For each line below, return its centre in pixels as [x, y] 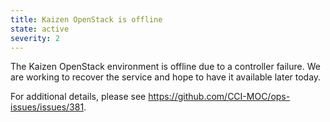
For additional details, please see [78, 97]
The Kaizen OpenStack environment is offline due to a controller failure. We [165, 67]
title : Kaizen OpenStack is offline [86, 19]
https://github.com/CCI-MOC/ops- [219, 97]
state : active [40, 29]
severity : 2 [35, 38]
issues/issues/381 [47, 107]
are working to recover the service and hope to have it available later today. [166, 77]
